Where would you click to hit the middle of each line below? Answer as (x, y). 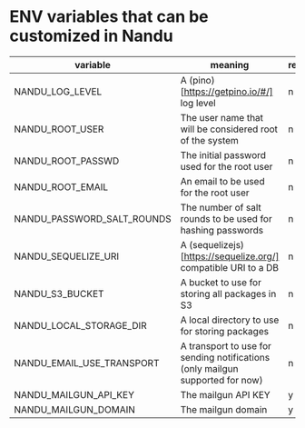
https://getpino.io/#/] (229, 91)
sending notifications (225, 357)
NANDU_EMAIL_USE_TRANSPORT (87, 363)
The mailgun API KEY (225, 394)
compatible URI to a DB (230, 267)
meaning (230, 65)
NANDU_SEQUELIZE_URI (67, 256)
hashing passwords (222, 230)
